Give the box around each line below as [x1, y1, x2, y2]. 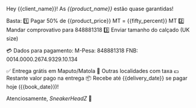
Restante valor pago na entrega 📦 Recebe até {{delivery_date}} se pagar [6, 75, 188, 81]
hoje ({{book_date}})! [6, 83, 59, 90]
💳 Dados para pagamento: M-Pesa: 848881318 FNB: [6, 47, 139, 54]
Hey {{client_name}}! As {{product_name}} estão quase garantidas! [6, 5, 174, 12]
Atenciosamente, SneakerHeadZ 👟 [6, 95, 92, 102]
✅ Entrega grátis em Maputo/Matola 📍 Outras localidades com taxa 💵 [6, 68, 179, 74]
